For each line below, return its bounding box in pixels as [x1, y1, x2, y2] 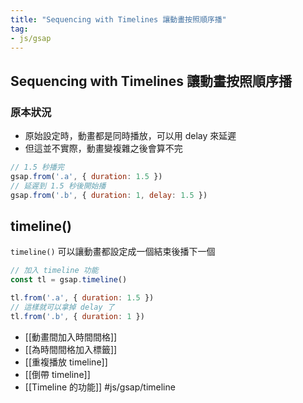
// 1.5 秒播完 [10, 162, 65, 173]
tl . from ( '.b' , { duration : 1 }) [10, 311, 145, 321]
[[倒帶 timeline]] [24, 368, 91, 380]
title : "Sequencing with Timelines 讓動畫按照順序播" [10, 14, 227, 25]
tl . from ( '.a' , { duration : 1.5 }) [10, 293, 155, 303]
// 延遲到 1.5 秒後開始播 [10, 181, 107, 191]
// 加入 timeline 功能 [10, 266, 99, 276]
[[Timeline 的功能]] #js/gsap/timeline [24, 381, 176, 393]
